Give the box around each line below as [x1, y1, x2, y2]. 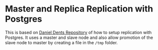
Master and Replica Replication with [5, 3, 153, 14]
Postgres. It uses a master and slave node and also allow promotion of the [5, 35, 153, 40]
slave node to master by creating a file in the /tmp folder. [5, 39, 118, 45]
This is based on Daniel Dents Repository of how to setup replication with [5, 29, 152, 35]
